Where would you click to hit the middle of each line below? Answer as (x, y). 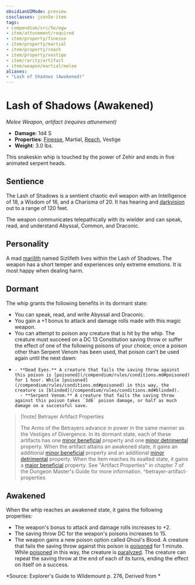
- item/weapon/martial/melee (41, 66)
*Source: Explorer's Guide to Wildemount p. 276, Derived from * (83, 576)
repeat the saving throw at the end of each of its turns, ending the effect (101, 559)
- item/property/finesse (36, 39)
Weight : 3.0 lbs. (34, 146)
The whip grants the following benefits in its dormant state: (77, 303)
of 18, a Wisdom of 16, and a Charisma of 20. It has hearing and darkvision (95, 202)
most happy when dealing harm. (45, 270)
